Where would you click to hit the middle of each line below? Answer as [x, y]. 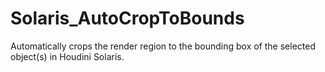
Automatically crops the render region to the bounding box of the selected [163, 46]
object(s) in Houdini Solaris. [67, 56]
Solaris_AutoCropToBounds [127, 18]
